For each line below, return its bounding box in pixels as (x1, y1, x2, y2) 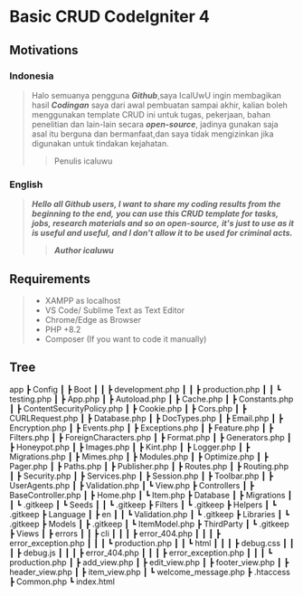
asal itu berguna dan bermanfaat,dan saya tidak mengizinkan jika (31, 128, 274, 139)
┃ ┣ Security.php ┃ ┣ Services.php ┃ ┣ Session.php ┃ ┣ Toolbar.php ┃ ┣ (9, 470, 274, 481)
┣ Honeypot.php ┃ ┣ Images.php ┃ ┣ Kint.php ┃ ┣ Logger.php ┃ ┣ (9, 441, 251, 452)
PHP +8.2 (44, 324, 81, 335)
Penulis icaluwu (53, 156, 113, 166)
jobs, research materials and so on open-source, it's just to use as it (31, 218, 294, 229)
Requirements (9, 271, 90, 287)
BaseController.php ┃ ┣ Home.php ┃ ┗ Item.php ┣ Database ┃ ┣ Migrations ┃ (9, 489, 293, 500)
